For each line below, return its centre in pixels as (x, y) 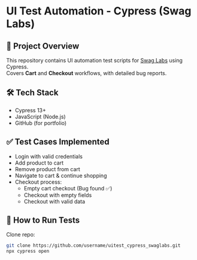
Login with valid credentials (49, 156)
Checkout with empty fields (58, 195)
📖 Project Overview (43, 46)
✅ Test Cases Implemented (58, 142)
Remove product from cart (48, 169)
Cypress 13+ (30, 110)
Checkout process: (38, 182)
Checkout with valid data (54, 201)
